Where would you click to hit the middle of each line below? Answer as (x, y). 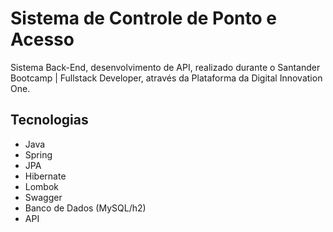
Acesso (42, 39)
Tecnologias (49, 120)
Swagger (43, 197)
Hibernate (45, 176)
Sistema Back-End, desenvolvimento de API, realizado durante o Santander (165, 67)
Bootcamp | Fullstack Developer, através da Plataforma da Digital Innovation (166, 78)
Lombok (42, 186)
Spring (38, 154)
